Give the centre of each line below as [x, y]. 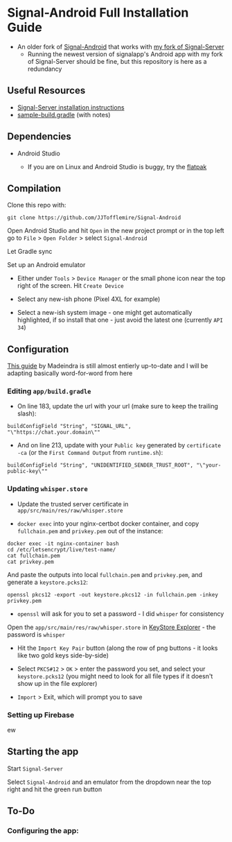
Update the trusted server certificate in [73, 504]
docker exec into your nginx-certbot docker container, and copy [108, 523]
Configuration [38, 349]
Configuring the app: [43, 831]
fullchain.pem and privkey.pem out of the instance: [90, 531]
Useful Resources [46, 91]
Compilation [34, 188]
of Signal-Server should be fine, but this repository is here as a [117, 61]
